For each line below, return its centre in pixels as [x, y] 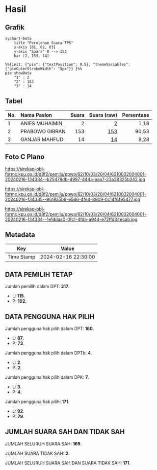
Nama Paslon [36, 115]
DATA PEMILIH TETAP [39, 274]
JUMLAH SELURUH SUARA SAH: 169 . [43, 444]
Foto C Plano [25, 157]
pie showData [18, 73]
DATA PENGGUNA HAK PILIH [50, 317]
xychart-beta [18, 38]
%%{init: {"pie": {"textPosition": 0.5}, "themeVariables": [68, 65]
